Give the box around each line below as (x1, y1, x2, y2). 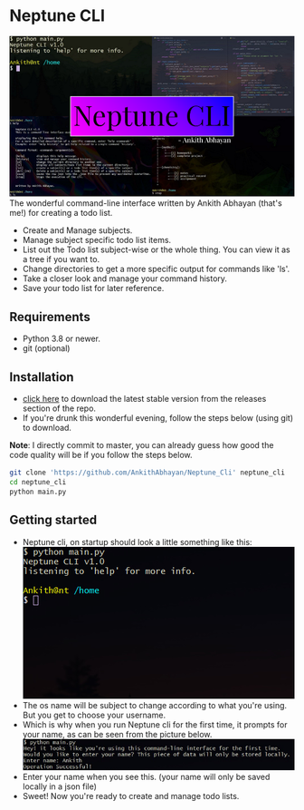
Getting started (9, 512, 98, 528)
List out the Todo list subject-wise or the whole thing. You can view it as (22, 244, 291, 255)
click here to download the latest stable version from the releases (22, 394, 267, 405)
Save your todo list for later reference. (22, 283, 165, 294)
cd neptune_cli (9, 477, 67, 486)
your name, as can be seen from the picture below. (22, 728, 213, 739)
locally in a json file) (22, 781, 98, 792)
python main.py (9, 487, 67, 496)
